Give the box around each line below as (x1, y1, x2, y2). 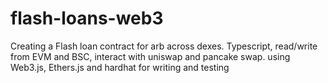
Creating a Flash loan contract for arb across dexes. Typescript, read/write (10, 40, 318, 52)
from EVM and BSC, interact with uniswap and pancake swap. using (10, 50, 291, 62)
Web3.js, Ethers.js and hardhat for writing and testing (10, 61, 230, 73)
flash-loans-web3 (10, 7, 164, 30)
